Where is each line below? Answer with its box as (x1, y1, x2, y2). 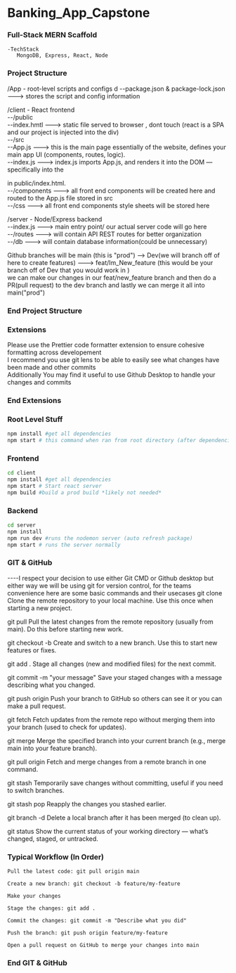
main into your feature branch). (7, 744, 97, 752)
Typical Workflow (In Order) (7, 852, 104, 862)
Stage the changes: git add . (7, 905, 96, 912)
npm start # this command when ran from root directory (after (7, 437, 197, 444)
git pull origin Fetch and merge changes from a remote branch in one (7, 757, 206, 766)
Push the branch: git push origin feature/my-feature (7, 929, 169, 936)
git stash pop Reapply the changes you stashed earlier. (7, 799, 166, 808)
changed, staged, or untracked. (7, 835, 98, 843)
